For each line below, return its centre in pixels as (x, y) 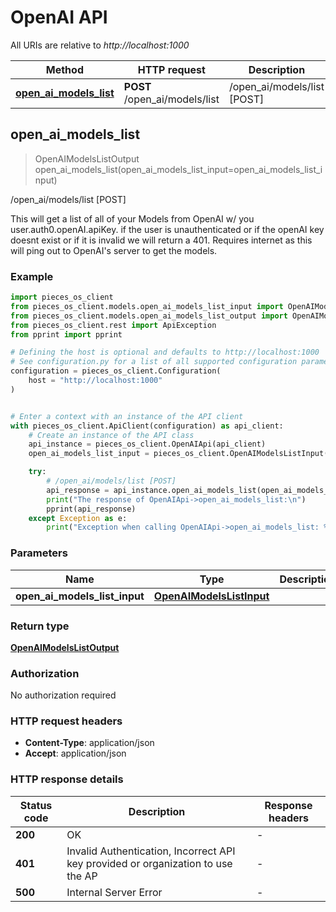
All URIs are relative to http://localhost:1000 (100, 45)
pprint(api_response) (91, 509)
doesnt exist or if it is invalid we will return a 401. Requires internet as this (161, 240)
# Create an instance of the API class (111, 435)
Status (36, 805)
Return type (40, 626)
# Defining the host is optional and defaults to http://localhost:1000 (165, 352)
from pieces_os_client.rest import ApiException (113, 325)
